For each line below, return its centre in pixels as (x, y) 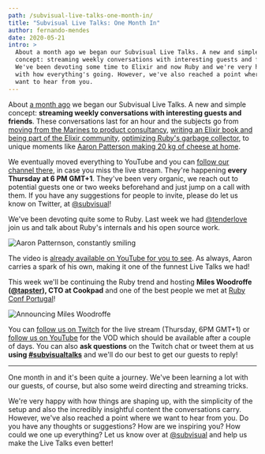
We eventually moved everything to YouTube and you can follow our (119, 161)
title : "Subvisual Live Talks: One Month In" (84, 23)
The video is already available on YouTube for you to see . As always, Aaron (130, 258)
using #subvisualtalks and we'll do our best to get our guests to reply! (123, 354)
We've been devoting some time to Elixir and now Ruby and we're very (134, 67)
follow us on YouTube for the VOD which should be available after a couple (129, 338)
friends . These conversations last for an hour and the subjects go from (123, 121)
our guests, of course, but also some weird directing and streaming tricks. (128, 385)
